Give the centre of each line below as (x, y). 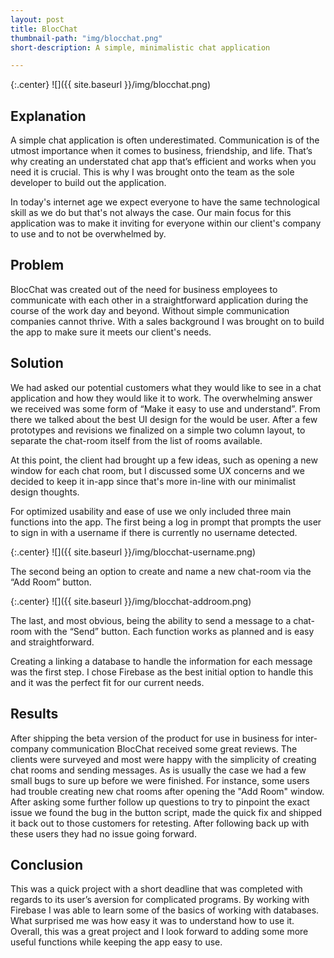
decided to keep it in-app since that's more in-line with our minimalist (153, 481)
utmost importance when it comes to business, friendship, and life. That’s (161, 151)
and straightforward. (52, 642)
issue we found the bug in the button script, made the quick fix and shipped (166, 812)
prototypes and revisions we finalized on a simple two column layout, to (158, 430)
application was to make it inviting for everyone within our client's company (166, 223)
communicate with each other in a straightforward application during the (159, 300)
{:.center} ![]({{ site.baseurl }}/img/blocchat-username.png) (133, 552)
